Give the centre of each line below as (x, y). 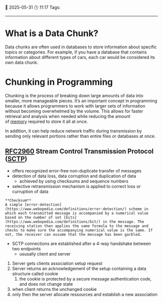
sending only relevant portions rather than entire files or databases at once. (81, 136)
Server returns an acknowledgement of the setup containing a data (79, 268)
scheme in (139, 209)
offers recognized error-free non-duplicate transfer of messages (77, 170)
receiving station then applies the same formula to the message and (77, 226)
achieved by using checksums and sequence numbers (74, 181)
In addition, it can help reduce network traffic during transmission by (73, 131)
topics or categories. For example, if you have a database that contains (76, 52)
